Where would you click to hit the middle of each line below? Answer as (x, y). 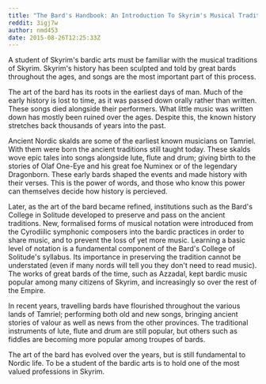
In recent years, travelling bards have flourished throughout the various (124, 306)
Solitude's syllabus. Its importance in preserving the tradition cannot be (125, 257)
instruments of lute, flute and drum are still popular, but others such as (123, 331)
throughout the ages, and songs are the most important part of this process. (132, 77)
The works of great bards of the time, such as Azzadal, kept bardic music (128, 274)
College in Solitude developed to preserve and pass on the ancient (117, 215)
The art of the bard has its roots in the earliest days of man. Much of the (126, 92)
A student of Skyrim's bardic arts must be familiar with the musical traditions (133, 60)
